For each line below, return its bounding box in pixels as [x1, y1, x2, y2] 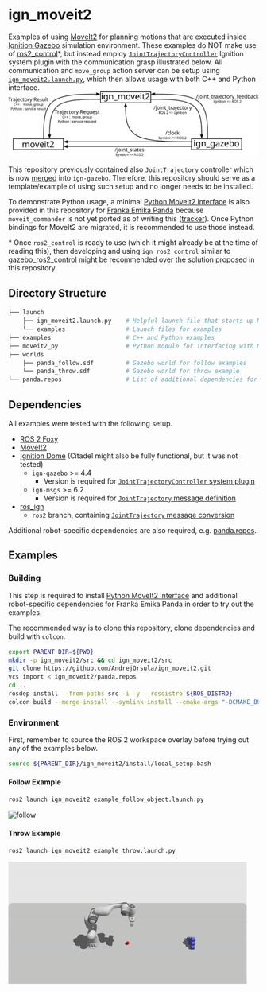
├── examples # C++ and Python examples [8, 333, 215, 341]
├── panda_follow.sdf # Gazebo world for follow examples [22, 359, 247, 367]
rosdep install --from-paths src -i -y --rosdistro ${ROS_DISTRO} [8, 690, 233, 698]
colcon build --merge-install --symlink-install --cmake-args [8, 698, 219, 706]
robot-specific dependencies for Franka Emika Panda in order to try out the [8, 599, 254, 609]
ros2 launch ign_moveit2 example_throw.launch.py [8, 847, 176, 855]
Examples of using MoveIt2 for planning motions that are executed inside [8, 32, 248, 41]
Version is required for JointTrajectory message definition [43, 493, 237, 503]
